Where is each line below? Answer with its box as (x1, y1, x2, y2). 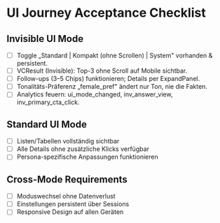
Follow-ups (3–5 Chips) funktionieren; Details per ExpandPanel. (16, 75, 200, 83)
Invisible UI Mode (6, 33, 84, 45)
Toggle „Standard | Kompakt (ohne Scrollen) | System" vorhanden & (16, 51, 213, 59)
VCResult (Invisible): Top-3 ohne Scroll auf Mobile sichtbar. (16, 66, 188, 75)
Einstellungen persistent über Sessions (16, 200, 130, 208)
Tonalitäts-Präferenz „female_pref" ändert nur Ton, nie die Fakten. (16, 82, 208, 91)
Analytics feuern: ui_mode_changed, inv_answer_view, (16, 90, 173, 99)
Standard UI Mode (6, 118, 87, 130)
